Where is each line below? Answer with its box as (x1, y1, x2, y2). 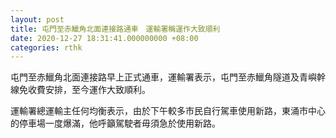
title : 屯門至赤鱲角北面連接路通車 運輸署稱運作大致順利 (10, 24, 221, 34)
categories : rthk (10, 42, 83, 53)
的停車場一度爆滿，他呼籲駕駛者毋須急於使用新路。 (10, 117, 221, 130)
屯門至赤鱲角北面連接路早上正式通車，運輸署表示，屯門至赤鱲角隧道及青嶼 (10, 71, 317, 83)
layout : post (10, 14, 65, 25)
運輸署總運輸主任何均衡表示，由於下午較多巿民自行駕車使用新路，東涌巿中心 (10, 105, 326, 117)
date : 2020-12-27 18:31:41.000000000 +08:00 (10, 33, 199, 43)
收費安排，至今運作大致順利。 (27, 84, 151, 96)
